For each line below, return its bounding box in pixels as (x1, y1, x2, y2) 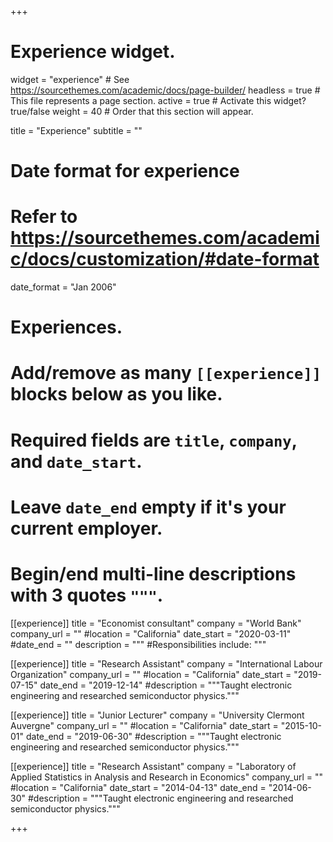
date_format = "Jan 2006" (10, 281, 117, 293)
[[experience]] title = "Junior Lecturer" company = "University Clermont (10, 709, 305, 721)
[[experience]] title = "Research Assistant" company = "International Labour (10, 657, 323, 670)
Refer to (10, 206, 78, 228)
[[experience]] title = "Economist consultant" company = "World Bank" (10, 617, 302, 629)
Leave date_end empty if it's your (10, 496, 287, 518)
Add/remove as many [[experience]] (10, 362, 322, 385)
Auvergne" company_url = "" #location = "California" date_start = (10, 719, 279, 731)
